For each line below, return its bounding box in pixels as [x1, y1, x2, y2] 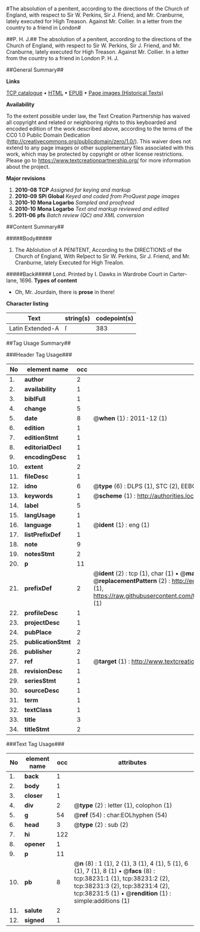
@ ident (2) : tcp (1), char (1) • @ [93, 569, 186, 578]
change [24, 405, 46, 412]
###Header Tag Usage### [6, 351, 73, 358]
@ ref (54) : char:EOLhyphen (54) [74, 811, 168, 819]
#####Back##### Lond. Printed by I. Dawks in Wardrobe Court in [6, 271, 168, 277]
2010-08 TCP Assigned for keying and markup [14, 186, 131, 193]
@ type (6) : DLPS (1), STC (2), [93, 482, 180, 490]
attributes [118, 758, 147, 766]
